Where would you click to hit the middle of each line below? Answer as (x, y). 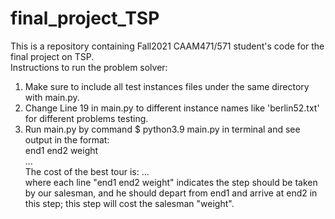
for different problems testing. (86, 118)
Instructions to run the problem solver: (89, 67)
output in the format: (67, 139)
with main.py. (52, 97)
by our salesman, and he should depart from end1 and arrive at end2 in (171, 193)
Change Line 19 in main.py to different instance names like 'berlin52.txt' (172, 108)
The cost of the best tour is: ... (87, 171)
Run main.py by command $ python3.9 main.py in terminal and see (162, 129)
